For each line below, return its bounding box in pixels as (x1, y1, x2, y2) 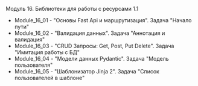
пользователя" (14, 61, 53, 69)
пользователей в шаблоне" (14, 75, 85, 81)
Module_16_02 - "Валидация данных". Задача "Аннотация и (14, 29, 165, 37)
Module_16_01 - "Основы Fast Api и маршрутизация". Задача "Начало (14, 17, 192, 23)
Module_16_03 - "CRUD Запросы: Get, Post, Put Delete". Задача (14, 42, 174, 49)
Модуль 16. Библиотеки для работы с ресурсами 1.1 (5, 5, 139, 12)
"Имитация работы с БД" (14, 49, 80, 56)
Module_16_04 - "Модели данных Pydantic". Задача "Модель (14, 55, 170, 62)
